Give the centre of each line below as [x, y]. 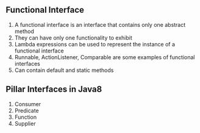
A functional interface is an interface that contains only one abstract [100, 24]
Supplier [25, 123]
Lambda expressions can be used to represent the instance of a [95, 44]
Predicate [27, 110]
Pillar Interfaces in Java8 [54, 89]
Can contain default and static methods [64, 70]
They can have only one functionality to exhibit [73, 38]
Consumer [28, 104]
